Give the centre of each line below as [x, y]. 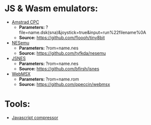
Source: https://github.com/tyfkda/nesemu [62, 53]
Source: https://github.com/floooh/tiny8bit [62, 38]
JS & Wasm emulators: [51, 9]
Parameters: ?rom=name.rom [49, 79]
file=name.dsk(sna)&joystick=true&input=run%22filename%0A [82, 32]
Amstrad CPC [25, 22]
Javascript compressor [35, 117]
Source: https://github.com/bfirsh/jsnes [59, 68]
